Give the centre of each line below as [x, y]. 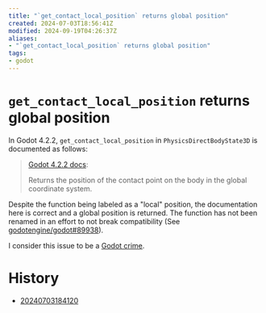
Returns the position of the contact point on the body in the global [137, 180]
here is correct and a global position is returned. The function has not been [133, 213]
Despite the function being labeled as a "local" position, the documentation [133, 204]
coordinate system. [60, 188]
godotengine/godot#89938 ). [56, 230]
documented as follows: [48, 148]
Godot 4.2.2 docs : [58, 164]
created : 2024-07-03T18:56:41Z [61, 23]
